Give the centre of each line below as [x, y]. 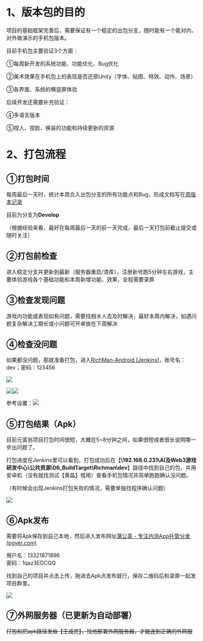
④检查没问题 [32, 344]
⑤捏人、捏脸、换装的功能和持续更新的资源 [60, 128]
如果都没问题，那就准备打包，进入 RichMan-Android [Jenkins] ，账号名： [96, 360]
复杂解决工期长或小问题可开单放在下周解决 [64, 324]
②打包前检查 [32, 256]
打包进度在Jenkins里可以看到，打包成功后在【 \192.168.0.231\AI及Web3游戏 [101, 460]
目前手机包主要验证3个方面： [42, 50]
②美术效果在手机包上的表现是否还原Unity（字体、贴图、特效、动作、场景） [101, 76]
